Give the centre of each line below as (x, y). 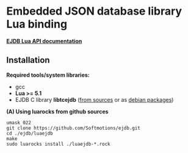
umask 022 (19, 123)
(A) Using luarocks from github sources (57, 112)
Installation (28, 60)
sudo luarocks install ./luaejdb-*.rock (59, 144)
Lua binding (37, 24)
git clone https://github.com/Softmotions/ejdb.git (73, 128)
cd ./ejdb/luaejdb (30, 133)
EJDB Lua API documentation (44, 41)
